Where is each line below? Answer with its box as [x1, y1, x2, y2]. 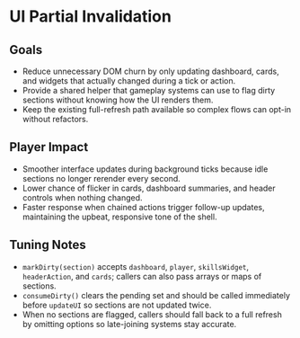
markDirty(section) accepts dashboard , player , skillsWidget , [22, 261, 250, 271]
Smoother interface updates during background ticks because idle [22, 164, 269, 174]
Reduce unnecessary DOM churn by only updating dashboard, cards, [22, 66, 280, 76]
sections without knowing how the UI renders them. [22, 94, 214, 105]
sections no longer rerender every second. [22, 173, 181, 183]
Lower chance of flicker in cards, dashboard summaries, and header [22, 182, 276, 193]
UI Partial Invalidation [9, 6, 172, 27]
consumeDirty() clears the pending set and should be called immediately [22, 289, 290, 300]
